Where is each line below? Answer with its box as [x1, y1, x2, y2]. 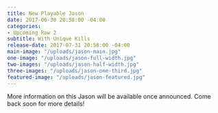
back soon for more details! [7, 100, 85, 108]
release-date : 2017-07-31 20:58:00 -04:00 [7, 42, 130, 49]
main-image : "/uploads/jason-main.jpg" [7, 49, 121, 55]
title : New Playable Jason [7, 10, 84, 17]
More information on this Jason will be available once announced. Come [7, 92, 211, 101]
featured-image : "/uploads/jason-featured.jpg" [7, 73, 146, 81]
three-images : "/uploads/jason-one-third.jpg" [7, 67, 143, 74]
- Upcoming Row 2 [7, 29, 57, 36]
